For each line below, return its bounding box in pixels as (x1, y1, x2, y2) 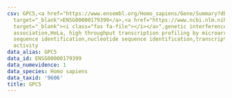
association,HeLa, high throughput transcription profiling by (13, 29, 199, 37)
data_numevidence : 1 (7, 61, 67, 68)
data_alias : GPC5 (7, 49, 57, 56)
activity (13, 42, 39, 49)
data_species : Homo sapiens (7, 68, 88, 75)
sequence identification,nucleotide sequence (13, 36, 147, 43)
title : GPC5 (7, 81, 41, 88)
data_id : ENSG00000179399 (7, 55, 81, 62)
